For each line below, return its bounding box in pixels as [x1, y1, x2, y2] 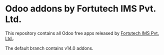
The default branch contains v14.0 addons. [5, 45, 93, 51]
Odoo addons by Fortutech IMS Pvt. [5, 3, 156, 14]
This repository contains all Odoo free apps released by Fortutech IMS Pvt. [5, 30, 159, 36]
